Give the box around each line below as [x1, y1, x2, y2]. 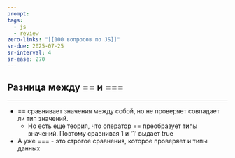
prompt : [7, 10, 30, 17]
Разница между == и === [7, 82, 124, 94]
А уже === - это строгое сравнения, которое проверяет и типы [17, 136, 208, 145]
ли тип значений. [17, 114, 69, 122]
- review [13, 29, 39, 37]
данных [17, 144, 41, 152]
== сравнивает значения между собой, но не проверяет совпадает [17, 106, 220, 115]
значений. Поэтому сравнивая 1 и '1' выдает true [27, 129, 173, 137]
